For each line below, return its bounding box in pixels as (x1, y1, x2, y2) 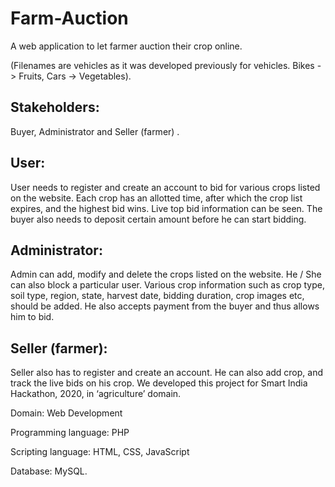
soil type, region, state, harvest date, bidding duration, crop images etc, (10, 290, 305, 302)
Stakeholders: (10, 99, 100, 116)
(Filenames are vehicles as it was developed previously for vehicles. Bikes (10, 59, 315, 71)
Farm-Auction (10, 7, 129, 30)
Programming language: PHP (10, 427, 130, 439)
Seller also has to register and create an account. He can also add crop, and (10, 367, 324, 379)
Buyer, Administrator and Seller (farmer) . (10, 125, 180, 137)
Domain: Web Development (10, 407, 123, 419)
